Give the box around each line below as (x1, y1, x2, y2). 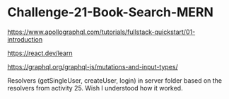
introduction (7, 35, 43, 43)
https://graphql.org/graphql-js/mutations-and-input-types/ (7, 62, 178, 71)
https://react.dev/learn (7, 49, 73, 57)
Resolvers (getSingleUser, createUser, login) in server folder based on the (7, 76, 223, 85)
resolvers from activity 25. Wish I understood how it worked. (7, 83, 183, 92)
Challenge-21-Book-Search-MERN (7, 4, 214, 21)
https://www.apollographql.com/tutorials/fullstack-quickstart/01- (7, 28, 196, 36)
